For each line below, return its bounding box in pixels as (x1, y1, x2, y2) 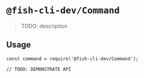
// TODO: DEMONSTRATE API (6, 66, 71, 72)
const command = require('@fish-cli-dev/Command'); (6, 56, 139, 62)
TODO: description (20, 22, 68, 29)
